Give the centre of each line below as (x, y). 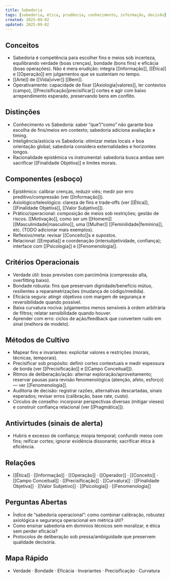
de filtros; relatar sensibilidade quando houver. (62, 313)
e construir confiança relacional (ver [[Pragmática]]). (69, 407)
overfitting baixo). (31, 280)
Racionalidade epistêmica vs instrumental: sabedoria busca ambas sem (88, 157)
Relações (21, 463)
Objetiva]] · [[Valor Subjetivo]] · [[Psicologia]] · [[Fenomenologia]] (82, 486)
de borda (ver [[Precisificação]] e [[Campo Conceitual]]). (73, 369)
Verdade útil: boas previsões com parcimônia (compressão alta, (80, 275)
